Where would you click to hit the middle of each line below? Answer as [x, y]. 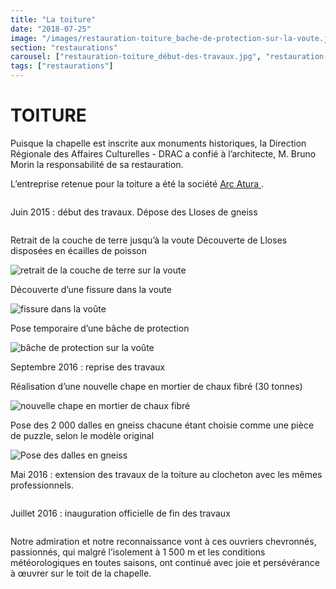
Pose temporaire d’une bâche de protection [100, 328]
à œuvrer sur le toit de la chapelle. [81, 573]
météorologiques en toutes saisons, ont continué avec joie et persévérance [165, 562]
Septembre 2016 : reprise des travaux [88, 367]
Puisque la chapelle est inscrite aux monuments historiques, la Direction [158, 143]
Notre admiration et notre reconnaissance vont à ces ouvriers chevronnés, [163, 541]
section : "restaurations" [64, 47]
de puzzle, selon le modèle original [82, 435]
